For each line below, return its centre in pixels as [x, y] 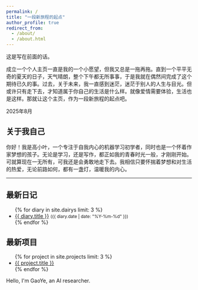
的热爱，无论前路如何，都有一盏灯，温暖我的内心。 [68, 169]
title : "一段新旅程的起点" [36, 17]
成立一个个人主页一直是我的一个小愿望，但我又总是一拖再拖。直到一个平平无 [99, 69]
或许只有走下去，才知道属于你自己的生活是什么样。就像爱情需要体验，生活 [96, 91]
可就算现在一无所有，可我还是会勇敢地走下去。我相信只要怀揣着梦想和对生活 [99, 162]
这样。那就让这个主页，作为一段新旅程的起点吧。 [70, 99]
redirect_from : [25, 28]
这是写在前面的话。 [29, 56]
